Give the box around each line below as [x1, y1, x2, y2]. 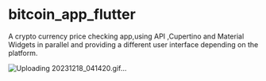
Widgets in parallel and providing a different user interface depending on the [8, 39, 259, 49]
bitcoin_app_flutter [8, 6, 137, 24]
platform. [8, 48, 38, 57]
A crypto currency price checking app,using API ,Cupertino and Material [8, 31, 245, 41]
